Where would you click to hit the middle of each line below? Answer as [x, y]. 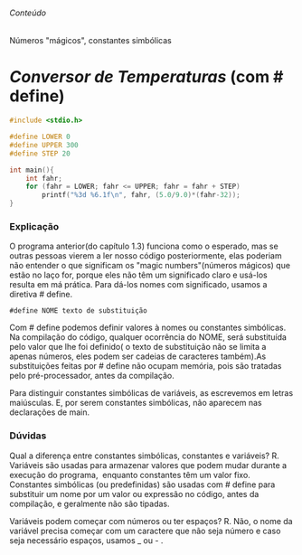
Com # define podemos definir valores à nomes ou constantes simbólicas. [148, 328]
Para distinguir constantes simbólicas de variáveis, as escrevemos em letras [151, 393]
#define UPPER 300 [44, 145]
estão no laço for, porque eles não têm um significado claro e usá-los [139, 275]
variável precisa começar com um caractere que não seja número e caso [145, 531]
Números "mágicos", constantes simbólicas [90, 41]
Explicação [34, 226]
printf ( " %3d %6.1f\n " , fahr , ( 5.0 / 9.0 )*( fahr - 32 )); [142, 195]
